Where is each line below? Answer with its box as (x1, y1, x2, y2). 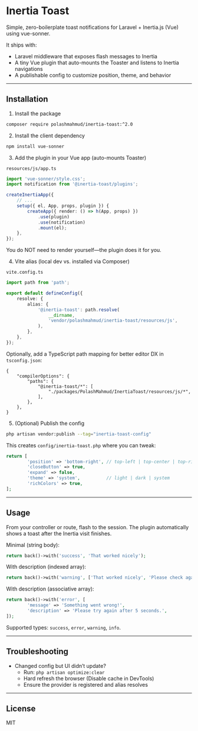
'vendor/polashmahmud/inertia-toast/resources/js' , (48, 317, 178, 324)
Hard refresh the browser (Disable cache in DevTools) (23, 674, 154, 682)
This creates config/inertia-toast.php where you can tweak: (6, 441, 156, 449)
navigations (14, 65, 43, 72)
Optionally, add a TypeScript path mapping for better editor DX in (6, 350, 164, 358)
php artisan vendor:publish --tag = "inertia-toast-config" (6, 431, 151, 437)
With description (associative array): (6, 585, 94, 592)
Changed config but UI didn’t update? (14, 662, 106, 669)
